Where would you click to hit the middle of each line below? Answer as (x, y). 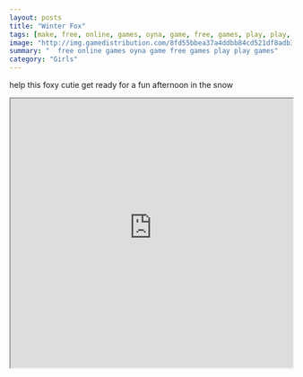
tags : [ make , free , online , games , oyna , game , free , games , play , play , (150, 34)
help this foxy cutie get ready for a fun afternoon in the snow (121, 85)
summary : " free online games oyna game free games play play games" (144, 51)
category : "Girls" (43, 59)
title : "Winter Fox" (48, 26)
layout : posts (36, 18)
